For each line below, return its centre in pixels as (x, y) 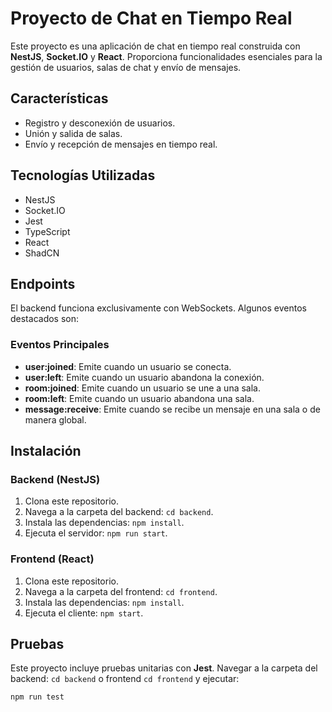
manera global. (55, 419)
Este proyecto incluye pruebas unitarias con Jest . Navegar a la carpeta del (164, 668)
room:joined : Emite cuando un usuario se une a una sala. (142, 388)
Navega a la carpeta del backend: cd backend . (119, 512)
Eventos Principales (60, 345)
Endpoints (43, 283)
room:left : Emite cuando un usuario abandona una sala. (139, 398)
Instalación (46, 451)
